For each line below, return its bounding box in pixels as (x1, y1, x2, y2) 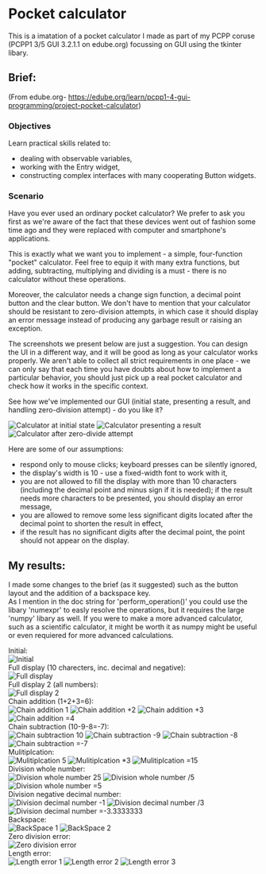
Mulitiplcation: (8, 748, 55, 757)
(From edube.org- (8, 92, 67, 102)
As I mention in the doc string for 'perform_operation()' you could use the (8, 597, 248, 606)
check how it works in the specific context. (8, 381, 148, 391)
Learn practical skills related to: (8, 138, 111, 148)
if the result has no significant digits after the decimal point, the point (19, 528, 245, 537)
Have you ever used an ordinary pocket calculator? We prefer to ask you (8, 208, 245, 218)
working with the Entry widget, (19, 162, 121, 172)
